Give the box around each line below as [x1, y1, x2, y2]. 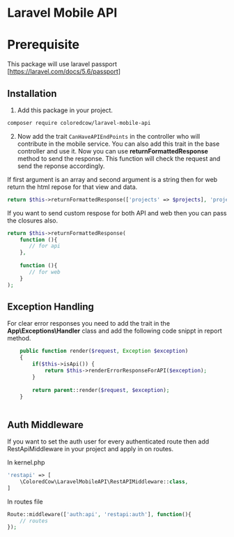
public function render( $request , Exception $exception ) [19, 347, 189, 355]
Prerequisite [7, 37, 80, 53]
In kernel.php [7, 458, 45, 467]
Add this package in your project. [17, 106, 114, 114]
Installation [7, 87, 57, 99]
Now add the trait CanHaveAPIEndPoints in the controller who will [17, 132, 201, 140]
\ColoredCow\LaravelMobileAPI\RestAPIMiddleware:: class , [19, 478, 189, 485]
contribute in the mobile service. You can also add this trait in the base [17, 139, 220, 148]
